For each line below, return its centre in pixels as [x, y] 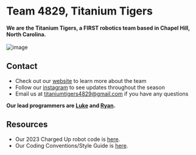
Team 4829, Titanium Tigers [80, 11]
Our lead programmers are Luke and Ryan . [61, 105]
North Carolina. [26, 34]
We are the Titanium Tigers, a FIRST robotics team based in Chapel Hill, [98, 28]
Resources [27, 124]
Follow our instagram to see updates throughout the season [90, 87]
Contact [22, 66]
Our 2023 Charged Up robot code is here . [68, 139]
